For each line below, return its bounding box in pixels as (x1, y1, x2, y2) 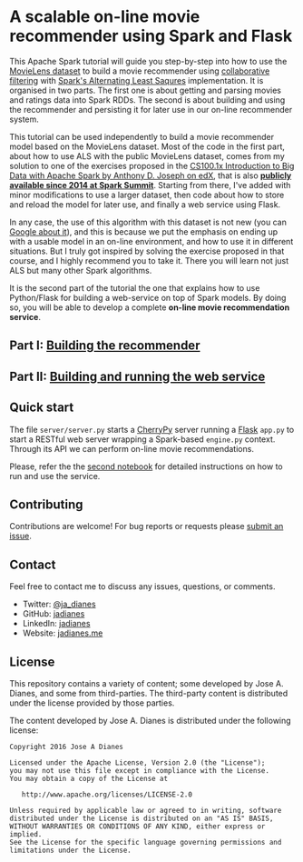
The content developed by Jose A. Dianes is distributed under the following (9, 715, 292, 726)
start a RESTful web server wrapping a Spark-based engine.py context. (9, 434, 276, 445)
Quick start (9, 400, 74, 416)
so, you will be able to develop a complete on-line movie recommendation (9, 302, 290, 313)
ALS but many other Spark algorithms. (9, 265, 152, 276)
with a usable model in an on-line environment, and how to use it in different (9, 236, 294, 246)
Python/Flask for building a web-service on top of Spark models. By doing (9, 292, 287, 303)
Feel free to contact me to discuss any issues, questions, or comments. (9, 581, 276, 592)
